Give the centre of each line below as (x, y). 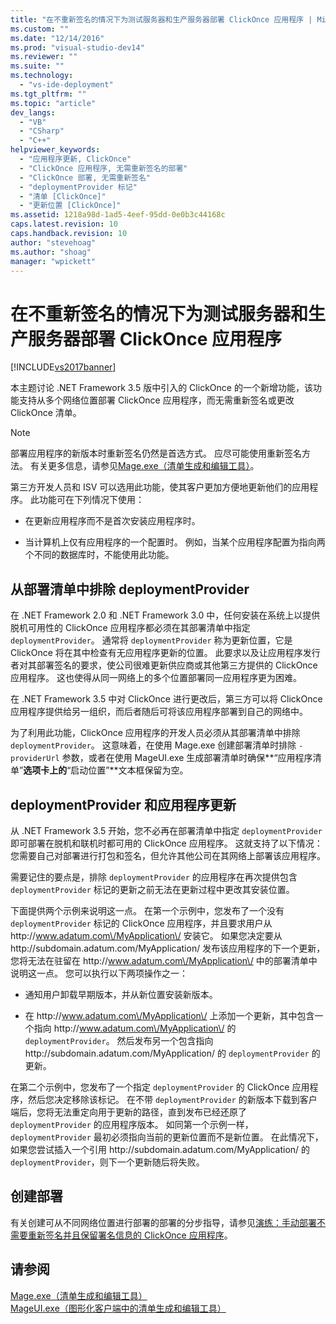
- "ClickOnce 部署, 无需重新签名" (85, 177)
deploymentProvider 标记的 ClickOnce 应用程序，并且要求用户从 (141, 923)
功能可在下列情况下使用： (91, 500)
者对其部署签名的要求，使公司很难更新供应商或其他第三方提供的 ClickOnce (164, 665)
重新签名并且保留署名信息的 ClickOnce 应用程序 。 (130, 1235)
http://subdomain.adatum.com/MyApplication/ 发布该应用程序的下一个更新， (168, 948)
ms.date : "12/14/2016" (57, 38)
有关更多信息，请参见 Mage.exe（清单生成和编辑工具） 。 (144, 466)
